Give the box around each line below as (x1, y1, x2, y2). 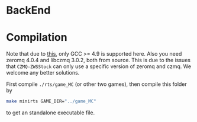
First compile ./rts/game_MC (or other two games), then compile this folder (6, 81, 188, 88)
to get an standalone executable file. (6, 109, 95, 116)
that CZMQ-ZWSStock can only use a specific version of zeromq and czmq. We (6, 63, 192, 70)
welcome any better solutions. (6, 69, 80, 76)
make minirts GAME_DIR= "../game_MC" (6, 98, 96, 104)
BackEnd (6, 4, 51, 17)
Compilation (6, 31, 67, 44)
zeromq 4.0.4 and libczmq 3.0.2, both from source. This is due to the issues (6, 57, 191, 64)
